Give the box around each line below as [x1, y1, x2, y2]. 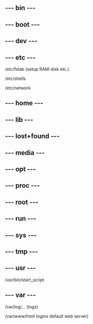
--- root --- [5, 198, 39, 206]
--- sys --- [5, 231, 37, 239]
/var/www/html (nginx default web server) [5, 313, 89, 319]
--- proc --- [5, 181, 40, 190]
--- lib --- [5, 115, 34, 124]
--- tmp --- [5, 247, 38, 256]
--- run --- [5, 214, 37, 223]
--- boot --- [5, 20, 40, 29]
